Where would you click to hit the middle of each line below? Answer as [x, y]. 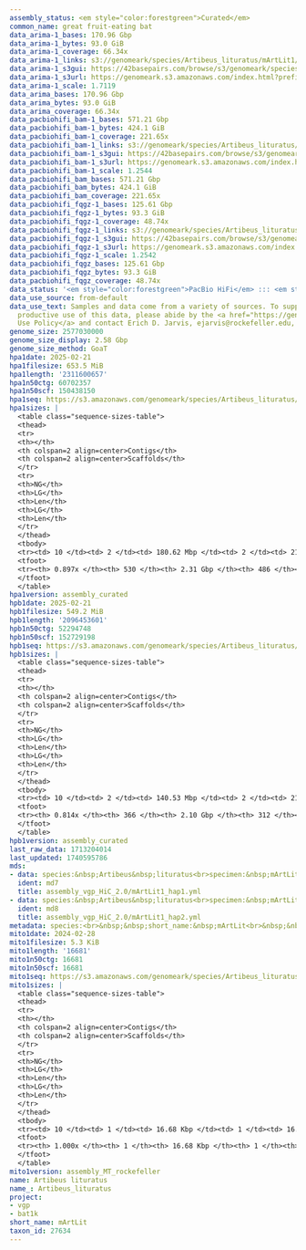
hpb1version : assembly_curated [69, 840]
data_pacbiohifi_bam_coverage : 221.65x [85, 196]
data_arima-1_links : [49, 60]
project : [26, 1197]
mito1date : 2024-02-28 [52, 934]
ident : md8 [38, 909]
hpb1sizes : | [34, 654]
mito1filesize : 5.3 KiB [55, 943]
